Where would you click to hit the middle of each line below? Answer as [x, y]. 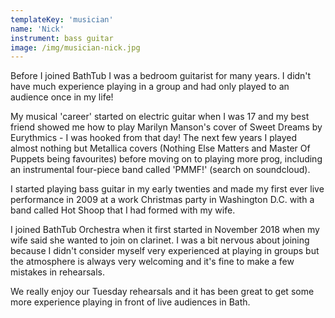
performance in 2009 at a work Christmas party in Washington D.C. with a [162, 200]
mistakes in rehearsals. [57, 272]
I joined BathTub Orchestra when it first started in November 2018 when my [165, 230]
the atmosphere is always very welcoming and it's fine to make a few [152, 262]
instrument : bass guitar [62, 38]
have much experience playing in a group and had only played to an [150, 87]
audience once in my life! [62, 97]
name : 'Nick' [37, 29]
